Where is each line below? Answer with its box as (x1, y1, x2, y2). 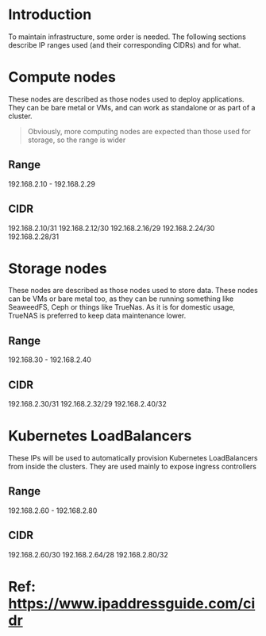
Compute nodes (8, 68, 117, 87)
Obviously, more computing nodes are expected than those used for (27, 126, 252, 136)
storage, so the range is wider (27, 135, 126, 145)
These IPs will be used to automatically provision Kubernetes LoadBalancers (8, 453, 258, 462)
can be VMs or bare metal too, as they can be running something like (8, 294, 234, 303)
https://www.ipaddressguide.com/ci (8, 594, 256, 612)
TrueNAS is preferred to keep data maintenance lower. (8, 311, 187, 321)
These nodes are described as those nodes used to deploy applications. (8, 94, 245, 104)
